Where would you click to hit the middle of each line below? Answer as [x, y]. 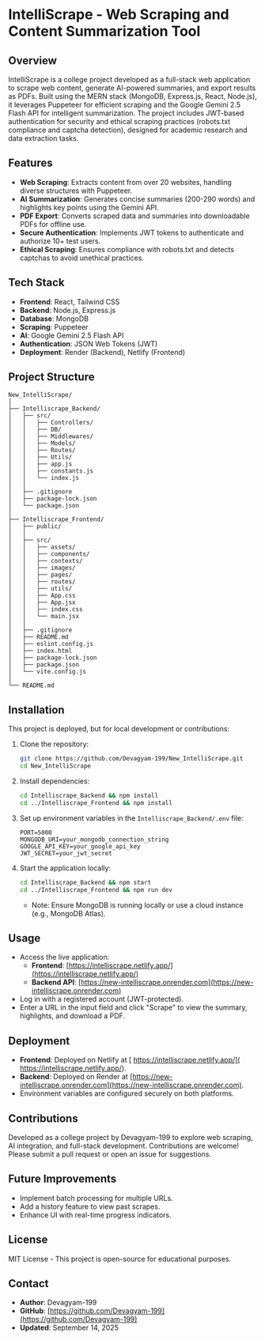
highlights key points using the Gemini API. [89, 207]
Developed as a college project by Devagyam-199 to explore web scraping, [131, 1137]
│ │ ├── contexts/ [45, 561]
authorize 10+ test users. [60, 241]
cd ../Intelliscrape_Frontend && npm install [96, 803]
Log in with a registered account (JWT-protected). [102, 999]
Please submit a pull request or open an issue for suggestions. [110, 1154]
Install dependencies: [55, 781]
